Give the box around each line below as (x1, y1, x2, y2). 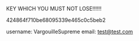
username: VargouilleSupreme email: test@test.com (6, 28, 134, 35)
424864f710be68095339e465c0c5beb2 (6, 17, 106, 23)
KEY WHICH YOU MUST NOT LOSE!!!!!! (6, 5, 102, 12)
